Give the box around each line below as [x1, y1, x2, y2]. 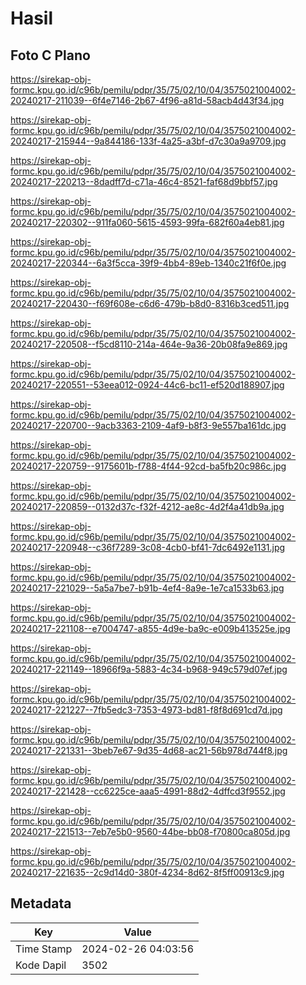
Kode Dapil [15, 958, 67, 972]
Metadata [10, 895, 72, 912]
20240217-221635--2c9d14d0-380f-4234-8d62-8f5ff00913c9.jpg [10, 867, 285, 878]
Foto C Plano [10, 47, 91, 64]
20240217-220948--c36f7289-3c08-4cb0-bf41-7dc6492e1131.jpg [10, 542, 286, 553]
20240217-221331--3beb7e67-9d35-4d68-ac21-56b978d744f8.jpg [10, 745, 288, 756]
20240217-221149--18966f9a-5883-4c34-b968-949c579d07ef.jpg [10, 663, 288, 675]
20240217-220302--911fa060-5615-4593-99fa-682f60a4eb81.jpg [10, 217, 285, 228]
